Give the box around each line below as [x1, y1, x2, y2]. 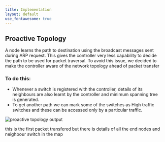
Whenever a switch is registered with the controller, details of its [12, 86, 143, 92]
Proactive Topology [5, 34, 66, 43]
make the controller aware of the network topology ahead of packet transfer [5, 63, 160, 69]
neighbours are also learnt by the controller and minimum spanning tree [12, 92, 158, 97]
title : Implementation [5, 7, 52, 12]
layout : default [5, 12, 38, 17]
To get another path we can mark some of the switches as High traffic [12, 102, 154, 108]
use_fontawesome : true [5, 16, 52, 21]
